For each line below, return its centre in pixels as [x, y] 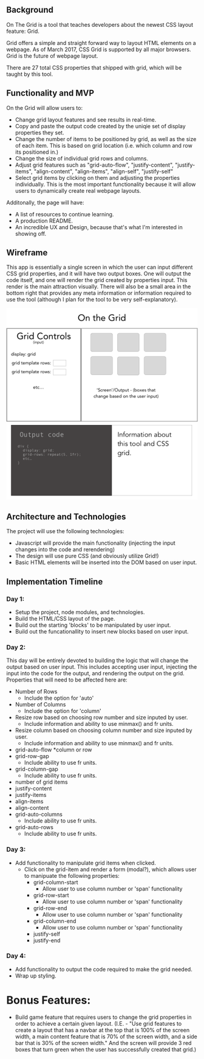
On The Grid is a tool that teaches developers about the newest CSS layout [100, 24]
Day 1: [15, 599]
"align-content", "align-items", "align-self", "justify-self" [104, 171]
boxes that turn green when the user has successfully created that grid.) [106, 1049]
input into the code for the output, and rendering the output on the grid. [96, 674]
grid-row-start [51, 895]
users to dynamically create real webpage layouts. [78, 190]
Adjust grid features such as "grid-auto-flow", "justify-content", [94, 165]
